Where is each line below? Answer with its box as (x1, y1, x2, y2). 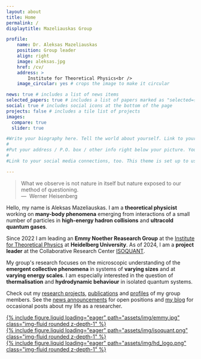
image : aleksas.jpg (17, 58, 66, 65)
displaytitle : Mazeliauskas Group (6, 25, 93, 32)
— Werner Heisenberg (20, 192, 78, 199)
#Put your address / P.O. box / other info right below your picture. (6, 147, 186, 153)
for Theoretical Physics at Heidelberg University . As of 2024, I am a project (6, 241, 194, 248)
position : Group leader (17, 47, 77, 54)
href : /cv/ (17, 64, 44, 70)
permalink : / (6, 20, 39, 26)
